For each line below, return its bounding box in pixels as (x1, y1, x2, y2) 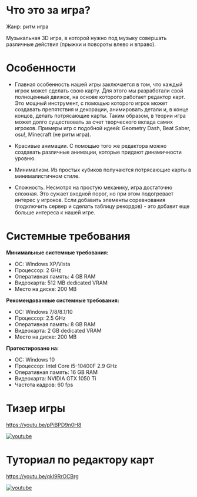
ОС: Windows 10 (14, 356, 55, 363)
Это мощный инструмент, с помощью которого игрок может (14, 100, 168, 107)
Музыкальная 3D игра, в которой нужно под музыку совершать (6, 34, 167, 41)
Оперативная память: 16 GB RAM (14, 369, 98, 376)
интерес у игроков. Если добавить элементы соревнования (14, 196, 166, 203)
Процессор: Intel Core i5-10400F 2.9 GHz (14, 362, 118, 369)
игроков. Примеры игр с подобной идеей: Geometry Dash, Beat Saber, (14, 124, 191, 131)
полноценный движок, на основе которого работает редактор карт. (14, 93, 185, 100)
